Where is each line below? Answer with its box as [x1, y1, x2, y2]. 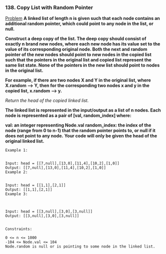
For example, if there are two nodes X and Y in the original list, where [5, 77, 151, 83]
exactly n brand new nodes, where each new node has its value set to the [5, 41, 160, 47]
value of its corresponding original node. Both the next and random [5, 46, 147, 52]
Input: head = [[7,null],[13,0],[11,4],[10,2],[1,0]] [5, 161, 120, 166]
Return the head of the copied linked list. [5, 97, 89, 103]
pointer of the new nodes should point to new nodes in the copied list [5, 51, 151, 57]
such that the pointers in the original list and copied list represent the [5, 57, 151, 63]
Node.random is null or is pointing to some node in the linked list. [5, 244, 155, 249]
